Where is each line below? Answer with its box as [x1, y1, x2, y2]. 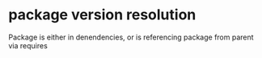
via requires [8, 40, 49, 50]
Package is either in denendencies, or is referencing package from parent [8, 32, 254, 42]
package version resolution [8, 6, 196, 24]
